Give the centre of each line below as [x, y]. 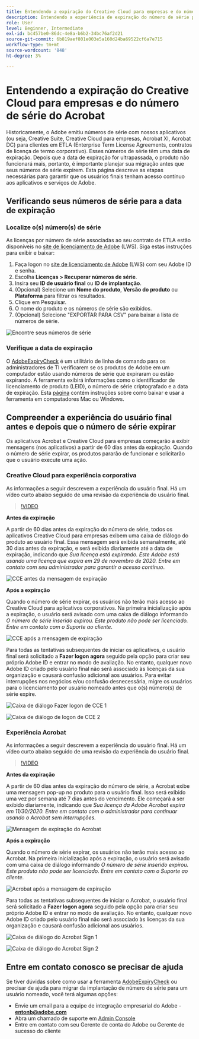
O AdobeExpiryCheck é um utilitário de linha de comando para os [86, 361]
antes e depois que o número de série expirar [91, 427]
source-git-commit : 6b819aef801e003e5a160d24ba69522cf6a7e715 [84, 39]
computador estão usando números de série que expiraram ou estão [90, 373]
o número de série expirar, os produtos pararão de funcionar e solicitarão [96, 454]
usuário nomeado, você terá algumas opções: [62, 994]
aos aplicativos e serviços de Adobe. [51, 182]
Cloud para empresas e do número [93, 103]
